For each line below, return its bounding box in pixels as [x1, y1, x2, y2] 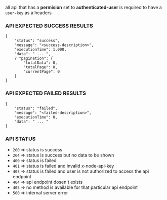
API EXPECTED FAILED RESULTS [5, 90, 86, 97]
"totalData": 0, [23, 60, 58, 65]
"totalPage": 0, [23, 65, 58, 70]
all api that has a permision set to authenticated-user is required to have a [5, 5, 162, 10]
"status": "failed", [14, 106, 58, 111]
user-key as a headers [5, 10, 52, 16]
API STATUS [5, 135, 36, 142]
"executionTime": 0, [14, 114, 58, 119]
